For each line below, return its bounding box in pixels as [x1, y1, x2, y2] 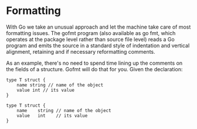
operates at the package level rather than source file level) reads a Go [6, 36, 175, 43]
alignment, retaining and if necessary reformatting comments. [6, 48, 155, 55]
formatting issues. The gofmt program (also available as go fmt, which [6, 29, 176, 36]
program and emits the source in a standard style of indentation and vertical [6, 42, 190, 49]
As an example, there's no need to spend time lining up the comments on [6, 60, 183, 67]
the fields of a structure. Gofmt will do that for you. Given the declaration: [6, 65, 183, 72]
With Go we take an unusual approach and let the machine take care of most [6, 23, 191, 30]
